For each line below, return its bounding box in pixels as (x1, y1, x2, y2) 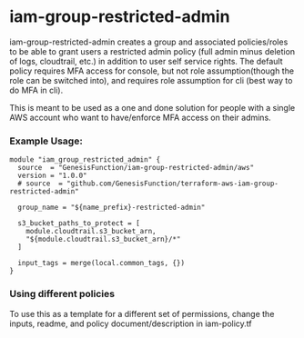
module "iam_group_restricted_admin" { (9, 155, 161, 164)
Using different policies (9, 288, 116, 301)
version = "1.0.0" (17, 171, 88, 181)
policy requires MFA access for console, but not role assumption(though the (9, 65, 294, 76)
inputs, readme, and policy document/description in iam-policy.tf (9, 318, 252, 329)
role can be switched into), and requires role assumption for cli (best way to (9, 75, 293, 85)
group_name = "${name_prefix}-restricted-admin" (17, 203, 206, 213)
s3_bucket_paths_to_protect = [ (17, 219, 141, 228)
